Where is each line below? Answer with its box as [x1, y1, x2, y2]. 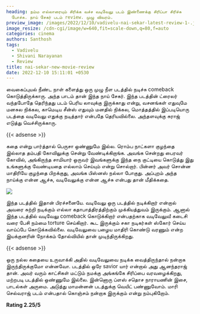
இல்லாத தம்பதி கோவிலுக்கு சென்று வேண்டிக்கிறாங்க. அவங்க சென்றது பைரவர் [6, 149, 183, 156]
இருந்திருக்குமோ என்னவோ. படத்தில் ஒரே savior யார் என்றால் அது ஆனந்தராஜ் [6, 263, 187, 270]
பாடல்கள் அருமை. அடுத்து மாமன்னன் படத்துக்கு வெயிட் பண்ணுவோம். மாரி [6, 283, 178, 290]
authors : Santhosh [6, 36, 52, 42]
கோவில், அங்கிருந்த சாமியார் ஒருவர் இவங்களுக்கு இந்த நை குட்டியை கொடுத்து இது [6, 156, 194, 164]
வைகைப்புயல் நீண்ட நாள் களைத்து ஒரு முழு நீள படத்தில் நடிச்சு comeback [6, 86, 174, 93]
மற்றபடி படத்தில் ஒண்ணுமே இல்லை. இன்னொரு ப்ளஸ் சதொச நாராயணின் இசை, [6, 276, 188, 283]
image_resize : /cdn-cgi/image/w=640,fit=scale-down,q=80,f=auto [6, 25, 169, 32]
